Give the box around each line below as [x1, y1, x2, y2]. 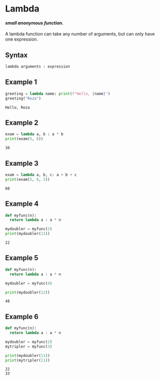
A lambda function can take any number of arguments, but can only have [5, 31, 156, 37]
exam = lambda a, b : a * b [5, 132, 64, 137]
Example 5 [5, 254, 38, 262]
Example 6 [5, 312, 39, 321]
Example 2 [5, 119, 38, 127]
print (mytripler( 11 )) [5, 357, 50, 363]
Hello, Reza [5, 105, 30, 110]
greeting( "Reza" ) [5, 96, 41, 101]
